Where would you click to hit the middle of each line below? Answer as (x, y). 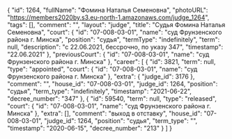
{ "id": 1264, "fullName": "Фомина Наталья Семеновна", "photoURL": (108, 10)
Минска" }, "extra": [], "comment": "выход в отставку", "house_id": (105, 113)
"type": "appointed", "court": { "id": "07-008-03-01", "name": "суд (102, 69)
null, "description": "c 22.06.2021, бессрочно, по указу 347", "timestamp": (115, 47)
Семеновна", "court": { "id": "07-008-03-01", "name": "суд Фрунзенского (115, 32)
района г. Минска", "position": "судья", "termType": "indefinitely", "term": (114, 40)
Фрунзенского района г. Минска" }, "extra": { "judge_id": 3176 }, (101, 76)
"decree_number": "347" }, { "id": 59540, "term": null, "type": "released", (112, 99)
